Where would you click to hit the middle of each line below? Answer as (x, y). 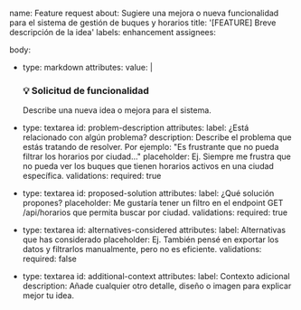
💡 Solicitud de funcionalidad (85, 90)
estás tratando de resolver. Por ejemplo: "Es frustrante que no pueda (150, 147)
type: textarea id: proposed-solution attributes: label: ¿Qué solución (148, 193)
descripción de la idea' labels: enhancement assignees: (113, 32)
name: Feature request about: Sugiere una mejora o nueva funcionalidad (144, 13)
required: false (49, 259)
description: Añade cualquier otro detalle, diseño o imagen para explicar (157, 286)
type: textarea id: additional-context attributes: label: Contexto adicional (156, 277)
